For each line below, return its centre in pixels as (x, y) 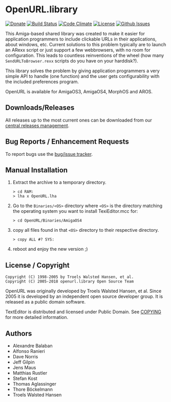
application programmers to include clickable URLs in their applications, (81, 39)
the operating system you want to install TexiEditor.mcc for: (75, 211)
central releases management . (37, 125)
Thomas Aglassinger (34, 384)
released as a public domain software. (46, 302)
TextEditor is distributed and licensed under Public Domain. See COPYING (83, 312)
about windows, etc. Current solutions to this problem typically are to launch (86, 44)
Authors (19, 334)
